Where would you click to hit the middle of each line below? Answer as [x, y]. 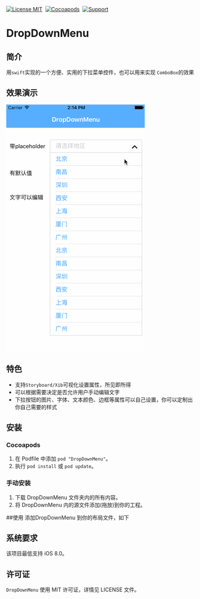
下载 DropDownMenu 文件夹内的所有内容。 [68, 497]
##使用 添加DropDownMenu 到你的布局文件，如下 [68, 517]
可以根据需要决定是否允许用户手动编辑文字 [67, 392]
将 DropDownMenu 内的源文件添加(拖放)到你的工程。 [80, 505]
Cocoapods [23, 445]
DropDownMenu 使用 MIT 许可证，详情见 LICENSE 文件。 [73, 590]
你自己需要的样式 [36, 407]
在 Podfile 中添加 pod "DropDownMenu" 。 [63, 459]
